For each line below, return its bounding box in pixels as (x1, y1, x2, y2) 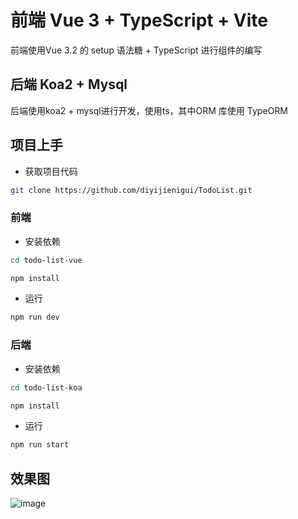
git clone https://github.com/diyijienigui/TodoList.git (10, 185, 253, 195)
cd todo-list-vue (10, 255, 83, 265)
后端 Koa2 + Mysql (10, 76, 128, 93)
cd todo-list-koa (10, 382, 83, 393)
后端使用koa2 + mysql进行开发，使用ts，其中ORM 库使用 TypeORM (10, 104, 288, 116)
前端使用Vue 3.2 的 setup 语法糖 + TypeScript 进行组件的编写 (10, 44, 263, 56)
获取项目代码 (24, 165, 78, 177)
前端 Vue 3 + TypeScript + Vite (10, 9, 268, 32)
